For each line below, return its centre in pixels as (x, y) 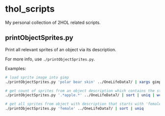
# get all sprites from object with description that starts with (74, 104)
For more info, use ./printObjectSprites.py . (50, 59)
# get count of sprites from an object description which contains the (80, 91)
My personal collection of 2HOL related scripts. (53, 22)
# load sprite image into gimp (37, 77)
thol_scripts (30, 9)
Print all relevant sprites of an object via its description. (61, 49)
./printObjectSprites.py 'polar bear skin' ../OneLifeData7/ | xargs (78, 82)
